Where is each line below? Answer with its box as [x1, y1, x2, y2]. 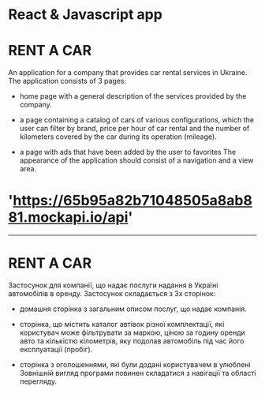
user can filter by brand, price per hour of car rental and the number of [19, 124, 250, 133]
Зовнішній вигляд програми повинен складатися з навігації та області [19, 369, 256, 377]
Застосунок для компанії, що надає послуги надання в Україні [8, 280, 218, 290]
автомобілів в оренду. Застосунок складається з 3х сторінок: [8, 289, 216, 298]
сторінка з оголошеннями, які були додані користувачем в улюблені [19, 360, 251, 369]
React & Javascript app [8, 6, 163, 24]
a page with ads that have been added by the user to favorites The [19, 148, 237, 157]
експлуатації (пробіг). [19, 345, 93, 354]
